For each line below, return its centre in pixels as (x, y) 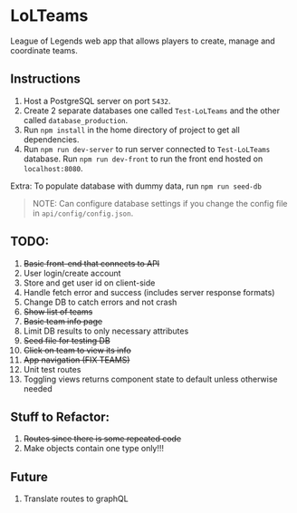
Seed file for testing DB (67, 340)
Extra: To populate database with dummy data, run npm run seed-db (136, 186)
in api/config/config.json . (83, 213)
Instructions (45, 79)
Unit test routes (52, 369)
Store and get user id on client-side (89, 283)
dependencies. (51, 139)
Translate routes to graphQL (76, 498)
